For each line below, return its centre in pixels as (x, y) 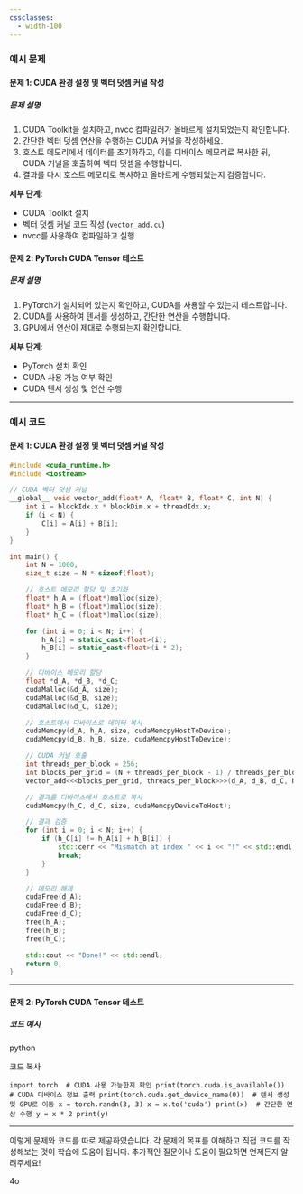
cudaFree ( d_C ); (54, 914)
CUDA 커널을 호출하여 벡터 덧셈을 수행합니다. (102, 163)
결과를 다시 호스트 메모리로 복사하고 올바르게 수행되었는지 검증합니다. (144, 174)
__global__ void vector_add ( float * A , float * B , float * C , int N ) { (141, 499)
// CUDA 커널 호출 (56, 756)
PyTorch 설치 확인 (55, 366)
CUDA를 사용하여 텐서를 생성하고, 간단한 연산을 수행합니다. (126, 316)
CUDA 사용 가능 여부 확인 (67, 377)
